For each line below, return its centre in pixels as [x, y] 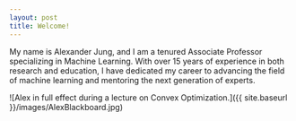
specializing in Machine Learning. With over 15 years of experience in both [147, 61]
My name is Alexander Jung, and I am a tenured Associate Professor [136, 51]
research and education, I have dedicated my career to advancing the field [147, 70]
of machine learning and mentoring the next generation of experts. [132, 80]
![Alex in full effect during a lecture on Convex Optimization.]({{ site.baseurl [148, 97]
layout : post [34, 17]
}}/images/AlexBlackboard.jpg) [66, 107]
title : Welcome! [39, 26]
